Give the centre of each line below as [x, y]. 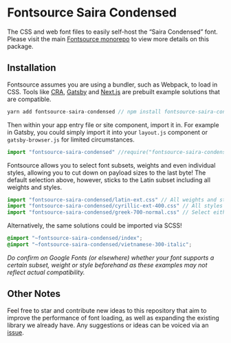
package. [20, 46]
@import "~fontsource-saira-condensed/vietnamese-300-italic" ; [100, 245]
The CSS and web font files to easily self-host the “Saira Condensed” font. [112, 32]
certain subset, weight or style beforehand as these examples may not [107, 265]
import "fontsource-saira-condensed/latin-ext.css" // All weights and [112, 200]
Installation [32, 68]
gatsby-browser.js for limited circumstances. [71, 140]
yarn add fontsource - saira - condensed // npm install [84, 111]
